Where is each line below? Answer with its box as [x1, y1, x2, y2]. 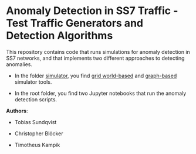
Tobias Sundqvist [14, 118, 57, 125]
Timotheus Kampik [14, 141, 60, 148]
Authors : [6, 107, 28, 114]
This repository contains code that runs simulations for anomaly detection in [6, 48, 191, 55]
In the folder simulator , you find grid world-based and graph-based [14, 72, 177, 79]
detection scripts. [14, 95, 58, 103]
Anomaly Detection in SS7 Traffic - [6, 4, 178, 18]
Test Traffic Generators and [6, 16, 144, 30]
